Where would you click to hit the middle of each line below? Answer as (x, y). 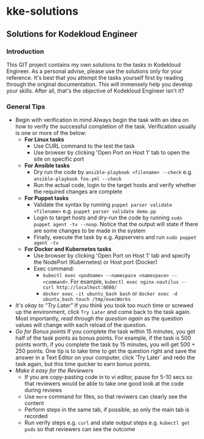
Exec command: (54, 269)
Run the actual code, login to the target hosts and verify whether (115, 185)
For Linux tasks (44, 140)
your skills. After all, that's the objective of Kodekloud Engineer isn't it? (95, 91)
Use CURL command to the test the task (84, 146)
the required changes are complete (78, 192)
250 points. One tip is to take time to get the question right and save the (106, 351)
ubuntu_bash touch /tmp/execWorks (87, 300)
